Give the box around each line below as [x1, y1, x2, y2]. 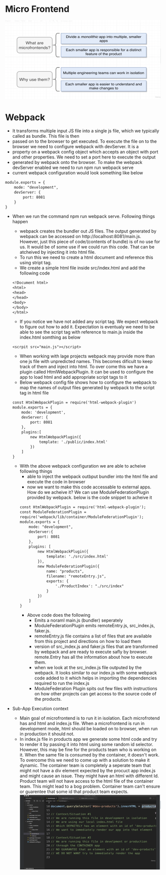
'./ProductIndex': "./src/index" [55, 584, 124, 589]
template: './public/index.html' [39, 439, 108, 445]
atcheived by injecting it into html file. [19, 249, 96, 255]
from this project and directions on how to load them [34, 638, 142, 644]
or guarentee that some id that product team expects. [19, 789, 128, 795]
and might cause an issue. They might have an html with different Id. [19, 773, 159, 779]
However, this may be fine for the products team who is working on [19, 747, 157, 753]
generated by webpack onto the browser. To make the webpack [12, 159, 143, 165]
